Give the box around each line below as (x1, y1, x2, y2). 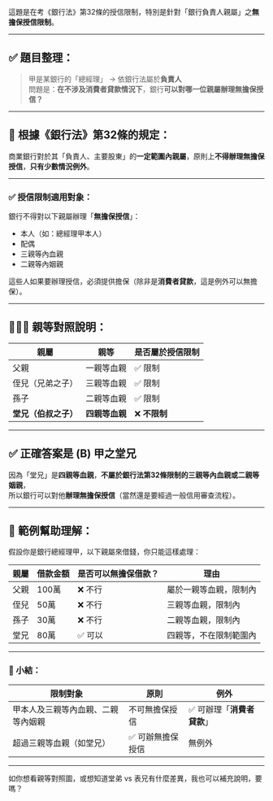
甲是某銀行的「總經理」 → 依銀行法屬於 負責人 (28, 74, 183, 84)
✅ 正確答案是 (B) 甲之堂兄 (8, 446, 136, 461)
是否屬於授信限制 (134, 346, 201, 358)
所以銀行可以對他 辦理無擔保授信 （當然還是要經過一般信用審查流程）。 (8, 490, 240, 500)
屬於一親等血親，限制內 (167, 584, 258, 595)
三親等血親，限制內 (167, 599, 241, 611)
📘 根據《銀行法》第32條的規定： (8, 128, 171, 142)
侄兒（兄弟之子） (12, 377, 79, 389)
